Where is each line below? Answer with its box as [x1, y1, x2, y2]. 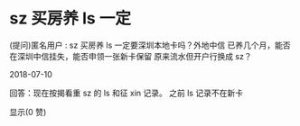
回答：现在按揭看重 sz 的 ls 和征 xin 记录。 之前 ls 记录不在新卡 [9, 87, 244, 98]
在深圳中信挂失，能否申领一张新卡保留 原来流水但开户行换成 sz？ [9, 50, 252, 61]
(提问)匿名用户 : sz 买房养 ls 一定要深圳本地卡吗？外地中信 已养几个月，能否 [9, 40, 291, 50]
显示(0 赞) [9, 106, 47, 117]
